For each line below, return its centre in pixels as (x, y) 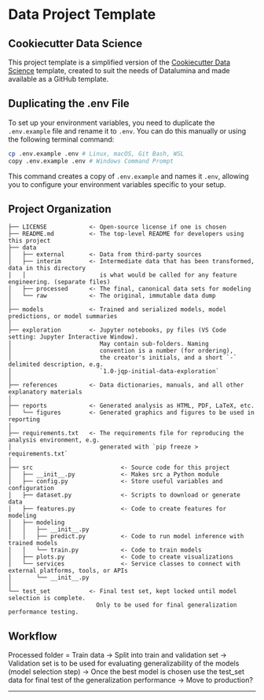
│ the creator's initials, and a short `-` (123, 358)
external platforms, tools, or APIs (68, 571)
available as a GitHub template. (58, 79)
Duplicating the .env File (69, 104)
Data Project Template (82, 15)
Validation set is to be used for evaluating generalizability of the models (124, 663)
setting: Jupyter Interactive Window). (73, 337)
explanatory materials (45, 392)
